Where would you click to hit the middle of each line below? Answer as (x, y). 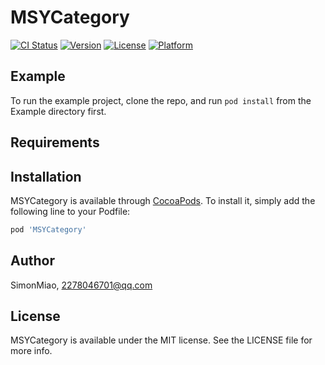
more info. (31, 351)
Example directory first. (58, 111)
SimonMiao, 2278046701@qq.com (81, 285)
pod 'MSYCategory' (48, 229)
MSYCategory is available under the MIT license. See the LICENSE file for (161, 340)
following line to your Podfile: (70, 211)
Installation (46, 176)
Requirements (55, 142)
